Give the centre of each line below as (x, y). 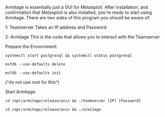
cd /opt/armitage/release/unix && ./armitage (53, 110)
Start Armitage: (21, 92)
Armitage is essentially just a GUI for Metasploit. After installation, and (77, 7)
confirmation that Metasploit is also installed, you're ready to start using (79, 12)
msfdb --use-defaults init (33, 73)
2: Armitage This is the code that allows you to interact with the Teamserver (83, 37)
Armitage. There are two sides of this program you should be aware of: (78, 18)
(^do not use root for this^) (32, 82)
